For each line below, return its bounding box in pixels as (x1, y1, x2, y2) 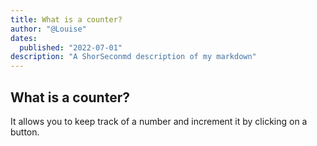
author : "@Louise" (10, 24, 87, 34)
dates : (10, 33, 38, 43)
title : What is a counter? (10, 14, 123, 25)
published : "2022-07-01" (19, 42, 123, 53)
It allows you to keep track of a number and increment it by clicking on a (10, 115, 308, 127)
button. (10, 126, 40, 138)
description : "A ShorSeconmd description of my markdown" (10, 52, 257, 62)
